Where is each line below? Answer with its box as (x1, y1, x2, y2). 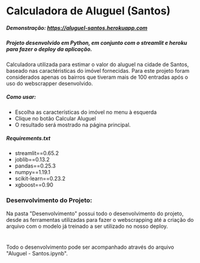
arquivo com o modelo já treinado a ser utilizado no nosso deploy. (6, 222, 168, 230)
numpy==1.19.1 (14, 169, 51, 176)
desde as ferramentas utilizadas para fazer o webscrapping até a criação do (6, 216, 194, 223)
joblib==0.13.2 (14, 156, 50, 163)
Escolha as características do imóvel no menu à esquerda (14, 109, 157, 116)
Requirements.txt (6, 135, 51, 142)
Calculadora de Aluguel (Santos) (6, 4, 171, 18)
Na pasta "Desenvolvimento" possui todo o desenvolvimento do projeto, (6, 210, 184, 217)
